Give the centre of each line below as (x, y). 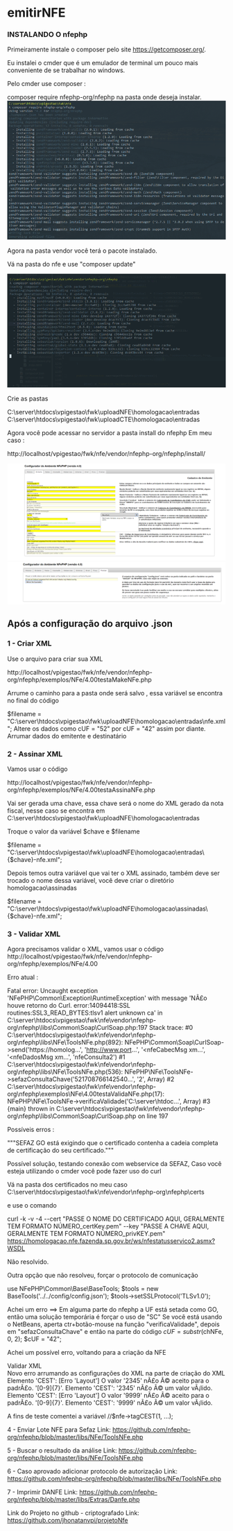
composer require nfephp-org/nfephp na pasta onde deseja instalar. (105, 97)
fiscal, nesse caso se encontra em (56, 811)
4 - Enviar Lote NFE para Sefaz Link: (59, 1430)
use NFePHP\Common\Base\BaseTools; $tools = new (83, 1289)
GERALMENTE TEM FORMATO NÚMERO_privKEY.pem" (86, 1234)
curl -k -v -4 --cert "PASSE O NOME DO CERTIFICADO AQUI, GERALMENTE (116, 1219)
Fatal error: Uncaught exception (53, 991)
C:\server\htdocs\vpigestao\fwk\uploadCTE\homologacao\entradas (104, 420)
